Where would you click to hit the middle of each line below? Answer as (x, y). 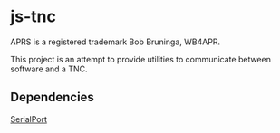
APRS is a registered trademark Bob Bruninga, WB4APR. (116, 42)
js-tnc (34, 17)
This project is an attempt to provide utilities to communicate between (140, 59)
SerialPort (29, 119)
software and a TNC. (49, 69)
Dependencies (52, 97)
